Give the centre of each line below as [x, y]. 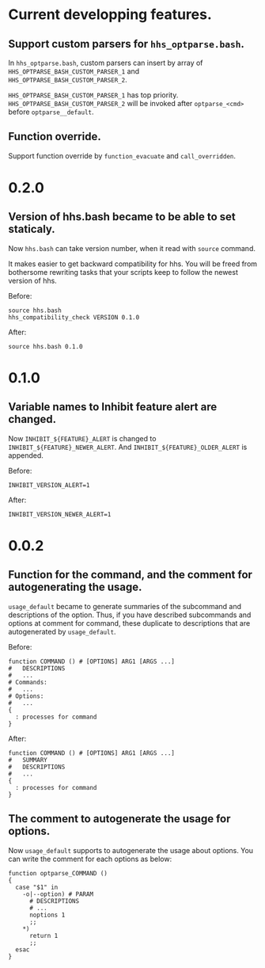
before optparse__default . [51, 112]
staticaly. [32, 229]
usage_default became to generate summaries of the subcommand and [125, 606]
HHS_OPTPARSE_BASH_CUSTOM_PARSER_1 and [74, 71]
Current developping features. [110, 15]
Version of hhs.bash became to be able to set [122, 217]
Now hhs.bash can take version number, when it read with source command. [132, 248]
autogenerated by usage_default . [62, 631]
